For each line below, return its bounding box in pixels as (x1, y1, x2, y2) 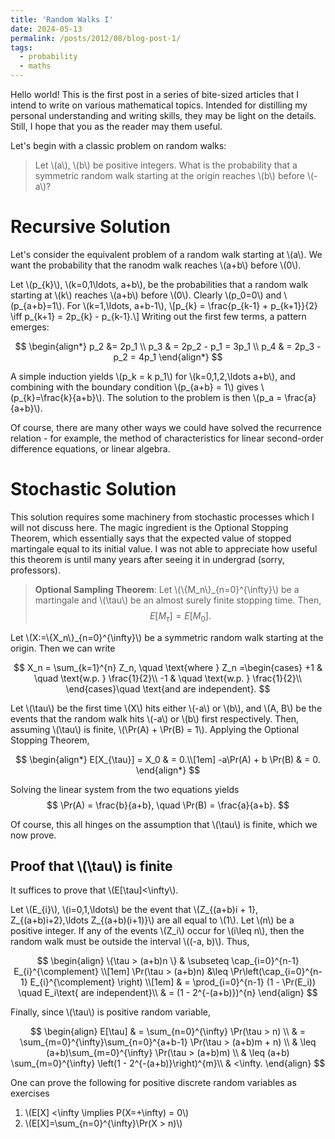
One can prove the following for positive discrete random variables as (10, 1077, 297, 1089)
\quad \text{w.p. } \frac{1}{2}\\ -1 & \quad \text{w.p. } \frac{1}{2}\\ (33, 672, 303, 684)
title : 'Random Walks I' (10, 14, 114, 25)
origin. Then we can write (10, 642, 116, 654)
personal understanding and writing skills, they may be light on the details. (10, 110, 317, 121)
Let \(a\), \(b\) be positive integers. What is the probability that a (34, 159, 298, 171)
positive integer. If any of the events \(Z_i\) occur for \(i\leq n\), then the (10, 925, 305, 937)
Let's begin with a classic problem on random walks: (10, 140, 227, 151)
